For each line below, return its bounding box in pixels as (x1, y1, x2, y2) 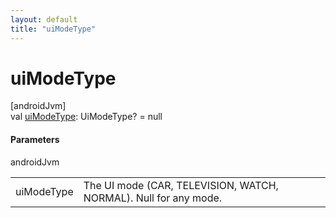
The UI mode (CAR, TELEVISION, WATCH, (83, 178, 279, 192)
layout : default (10, 14, 78, 25)
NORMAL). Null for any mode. (83, 191, 223, 205)
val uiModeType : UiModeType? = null (10, 111, 163, 123)
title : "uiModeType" (10, 24, 97, 34)
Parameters (10, 134, 60, 146)
